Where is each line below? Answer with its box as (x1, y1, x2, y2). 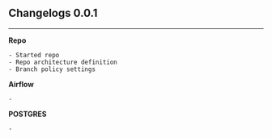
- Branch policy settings (8, 65, 96, 73)
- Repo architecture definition (8, 58, 117, 66)
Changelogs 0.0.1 (8, 6, 98, 20)
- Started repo (8, 51, 60, 59)
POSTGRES (8, 109, 47, 119)
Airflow (8, 79, 34, 89)
